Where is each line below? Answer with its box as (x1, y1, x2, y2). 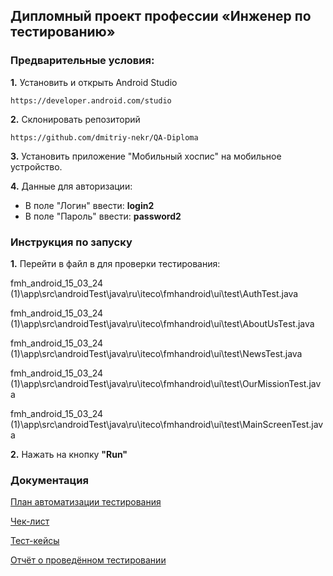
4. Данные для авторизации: (10, 180, 133, 192)
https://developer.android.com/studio (10, 95, 172, 106)
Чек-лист (10, 515, 50, 528)
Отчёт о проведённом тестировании (10, 554, 167, 566)
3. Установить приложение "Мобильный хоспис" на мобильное (10, 150, 282, 162)
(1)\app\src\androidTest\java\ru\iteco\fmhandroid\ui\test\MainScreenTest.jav (10, 418, 324, 430)
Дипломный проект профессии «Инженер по (10, 8, 312, 25)
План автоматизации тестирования (10, 496, 162, 508)
